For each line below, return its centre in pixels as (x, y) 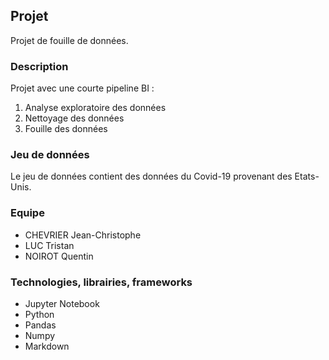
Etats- (307, 176)
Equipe (27, 213)
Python (39, 314)
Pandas (40, 325)
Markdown (47, 346)
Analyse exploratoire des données (95, 108)
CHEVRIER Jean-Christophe (83, 235)
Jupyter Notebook (62, 303)
